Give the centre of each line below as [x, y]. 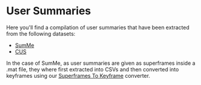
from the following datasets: [41, 33]
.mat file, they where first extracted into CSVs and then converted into [92, 69]
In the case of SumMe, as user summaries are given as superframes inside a [101, 63]
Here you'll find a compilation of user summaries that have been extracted [98, 27]
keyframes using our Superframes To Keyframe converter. [78, 75]
